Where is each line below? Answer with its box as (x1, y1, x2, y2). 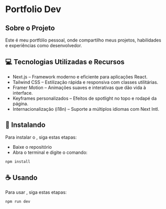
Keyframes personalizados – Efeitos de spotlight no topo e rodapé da (12, 95, 157, 101)
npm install (5, 159, 30, 164)
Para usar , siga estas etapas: (5, 189, 67, 195)
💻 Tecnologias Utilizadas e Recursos (5, 58, 125, 66)
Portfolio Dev (5, 4, 62, 15)
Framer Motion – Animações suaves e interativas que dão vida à (12, 85, 146, 91)
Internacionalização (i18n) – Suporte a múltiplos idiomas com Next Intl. (12, 106, 159, 112)
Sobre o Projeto (5, 24, 55, 32)
